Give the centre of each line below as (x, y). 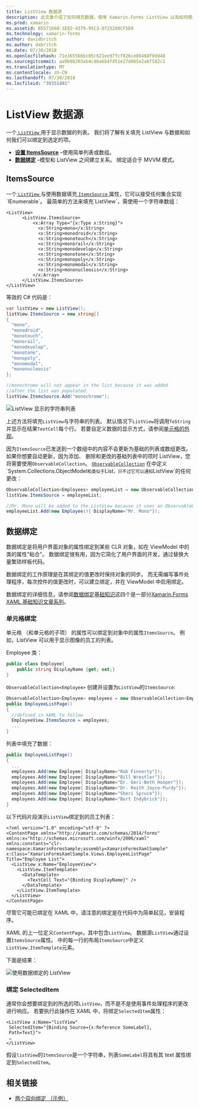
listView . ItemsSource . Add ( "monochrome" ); (58, 396)
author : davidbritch (32, 39)
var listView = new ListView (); (46, 308)
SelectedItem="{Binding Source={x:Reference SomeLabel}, (80, 1028)
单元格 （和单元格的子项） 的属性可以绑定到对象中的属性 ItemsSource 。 (92, 633)
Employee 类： (24, 653)
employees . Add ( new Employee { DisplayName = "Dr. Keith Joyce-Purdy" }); (99, 788)
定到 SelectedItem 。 (30, 1062)
